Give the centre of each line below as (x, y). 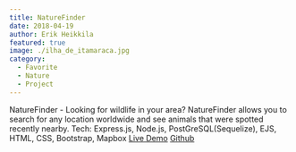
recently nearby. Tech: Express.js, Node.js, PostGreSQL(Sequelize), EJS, (143, 128)
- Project (35, 84)
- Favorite (38, 68)
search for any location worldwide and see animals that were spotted (136, 119)
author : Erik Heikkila (51, 34)
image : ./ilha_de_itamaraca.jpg (69, 51)
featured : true (38, 42)
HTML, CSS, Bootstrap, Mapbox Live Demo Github (102, 138)
